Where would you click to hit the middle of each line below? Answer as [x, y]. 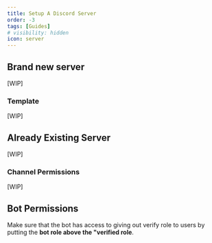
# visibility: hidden [38, 33]
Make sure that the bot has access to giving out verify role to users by [106, 225]
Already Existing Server [59, 138]
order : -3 [21, 20]
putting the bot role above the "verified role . [70, 232]
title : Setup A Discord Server [52, 13]
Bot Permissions [43, 208]
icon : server [26, 39]
